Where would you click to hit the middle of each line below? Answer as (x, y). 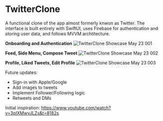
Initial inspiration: (23, 107)
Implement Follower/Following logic (49, 92)
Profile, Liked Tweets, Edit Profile (40, 62)
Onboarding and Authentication (39, 43)
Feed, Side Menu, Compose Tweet (41, 53)
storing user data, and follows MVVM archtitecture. (58, 33)
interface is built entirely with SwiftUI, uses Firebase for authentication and (82, 28)
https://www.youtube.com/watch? (76, 107)
